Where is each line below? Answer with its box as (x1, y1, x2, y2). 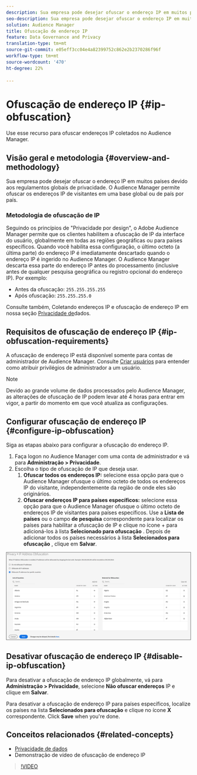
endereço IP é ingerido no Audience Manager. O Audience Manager (6, 256, 170, 263)
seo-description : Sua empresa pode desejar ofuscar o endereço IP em (6, 15, 180, 22)
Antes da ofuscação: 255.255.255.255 (14, 286, 106, 293)
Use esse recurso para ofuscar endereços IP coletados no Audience (6, 129, 172, 137)
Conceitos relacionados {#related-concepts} (6, 730, 174, 740)
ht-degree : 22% (6, 65, 43, 71)
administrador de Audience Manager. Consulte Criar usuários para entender (6, 358, 189, 365)
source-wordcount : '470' (6, 59, 67, 65)
